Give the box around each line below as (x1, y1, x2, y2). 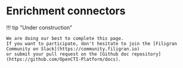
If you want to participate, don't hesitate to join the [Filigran (6, 41, 178, 47)
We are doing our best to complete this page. (6, 35, 124, 41)
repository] (131, 51, 162, 57)
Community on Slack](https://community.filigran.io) (6, 46, 140, 52)
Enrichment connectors (6, 4, 126, 18)
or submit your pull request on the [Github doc (6, 51, 129, 57)
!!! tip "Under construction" (6, 24, 73, 31)
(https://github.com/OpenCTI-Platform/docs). (6, 56, 121, 62)
